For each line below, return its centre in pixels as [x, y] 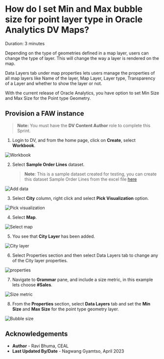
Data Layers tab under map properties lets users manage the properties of [80, 73]
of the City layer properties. [40, 260]
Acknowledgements [36, 334]
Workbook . [24, 145]
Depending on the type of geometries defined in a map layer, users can [77, 53]
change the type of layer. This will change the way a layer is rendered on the [82, 58]
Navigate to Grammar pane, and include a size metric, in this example [82, 279]
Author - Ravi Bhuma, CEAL [40, 346]
